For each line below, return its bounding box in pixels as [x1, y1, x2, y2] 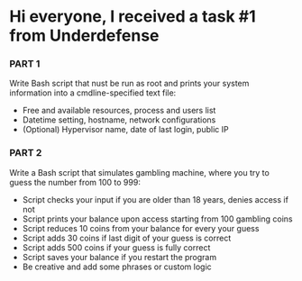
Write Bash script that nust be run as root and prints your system [9, 78, 250, 89]
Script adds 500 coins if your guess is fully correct [22, 241, 211, 253]
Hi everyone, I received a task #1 [9, 6, 257, 27]
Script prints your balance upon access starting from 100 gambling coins [22, 213, 293, 224]
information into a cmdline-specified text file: [9, 87, 177, 98]
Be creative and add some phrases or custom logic [22, 261, 212, 272]
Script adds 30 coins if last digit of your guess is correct [22, 232, 232, 243]
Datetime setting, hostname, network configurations [22, 114, 216, 125]
